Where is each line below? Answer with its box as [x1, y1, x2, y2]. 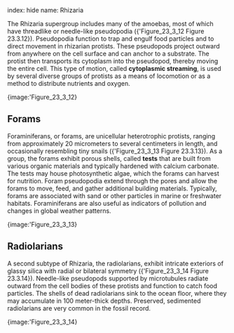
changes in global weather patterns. [7, 207, 111, 215]
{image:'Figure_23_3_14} [7, 318, 78, 326]
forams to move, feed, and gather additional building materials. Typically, [7, 184, 217, 192]
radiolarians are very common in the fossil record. [7, 303, 151, 312]
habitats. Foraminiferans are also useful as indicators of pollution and [7, 199, 207, 207]
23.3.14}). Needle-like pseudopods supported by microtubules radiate [7, 274, 209, 282]
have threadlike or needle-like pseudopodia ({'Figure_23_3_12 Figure [7, 27, 205, 35]
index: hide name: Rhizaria [7, 6, 84, 14]
